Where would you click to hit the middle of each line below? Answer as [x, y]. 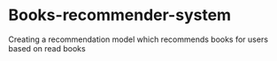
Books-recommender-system [120, 15]
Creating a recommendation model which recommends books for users [138, 39]
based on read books [47, 48]
